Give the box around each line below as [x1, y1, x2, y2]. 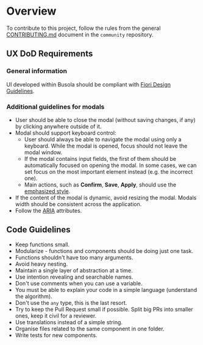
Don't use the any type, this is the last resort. [15, 299, 127, 306]
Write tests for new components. [15, 331, 98, 339]
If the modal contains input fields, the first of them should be [24, 155, 177, 162]
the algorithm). [15, 293, 53, 300]
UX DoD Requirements [6, 49, 93, 59]
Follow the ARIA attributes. [15, 207, 82, 214]
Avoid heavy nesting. [15, 260, 68, 268]
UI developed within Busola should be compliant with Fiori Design [6, 80, 171, 88]
